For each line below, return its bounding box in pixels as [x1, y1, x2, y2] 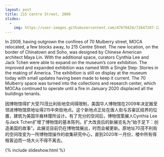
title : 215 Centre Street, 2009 [5, 12, 71, 17]
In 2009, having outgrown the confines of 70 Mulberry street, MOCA [5, 39, 143, 45]
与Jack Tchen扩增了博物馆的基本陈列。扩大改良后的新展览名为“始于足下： [5, 119, 155, 125]
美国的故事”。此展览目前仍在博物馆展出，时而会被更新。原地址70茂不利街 [9, 125, 158, 131]
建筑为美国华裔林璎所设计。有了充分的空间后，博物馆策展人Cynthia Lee [13, 113, 158, 119]
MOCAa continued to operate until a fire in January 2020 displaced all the [5, 86, 153, 91]
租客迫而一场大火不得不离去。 [5, 137, 65, 143]
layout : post [5, 7, 32, 12]
